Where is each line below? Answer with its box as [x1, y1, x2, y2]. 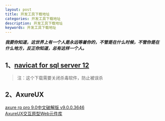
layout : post [5, 7, 32, 12]
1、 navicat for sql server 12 [5, 61, 90, 69]
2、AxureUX [5, 91, 44, 99]
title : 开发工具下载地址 [5, 12, 50, 17]
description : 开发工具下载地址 [5, 20, 63, 26]
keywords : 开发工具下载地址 [5, 25, 56, 30]
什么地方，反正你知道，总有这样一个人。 [5, 45, 87, 51]
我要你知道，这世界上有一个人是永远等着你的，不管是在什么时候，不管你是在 [5, 40, 160, 45]
